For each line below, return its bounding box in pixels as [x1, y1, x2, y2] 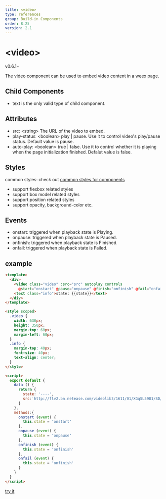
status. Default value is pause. [12, 138, 74, 144]
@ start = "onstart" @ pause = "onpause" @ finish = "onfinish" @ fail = [18, 286, 149, 291]
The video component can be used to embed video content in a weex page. [5, 73, 160, 79]
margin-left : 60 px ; [14, 332, 54, 337]
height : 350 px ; [14, 323, 45, 328]
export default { [9, 378, 45, 383]
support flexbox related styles [12, 186, 73, 192]
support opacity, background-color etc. [12, 201, 93, 208]
